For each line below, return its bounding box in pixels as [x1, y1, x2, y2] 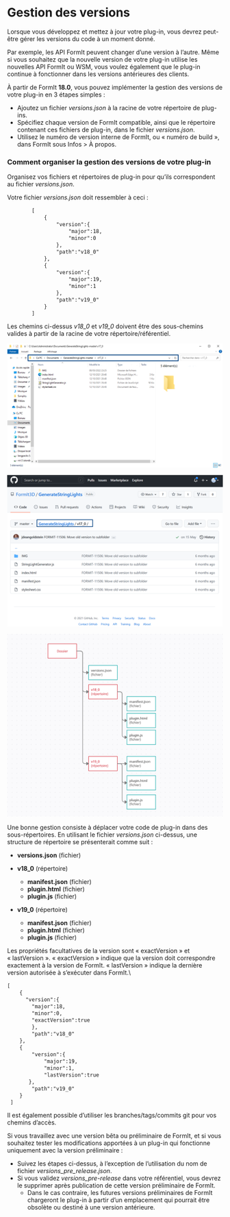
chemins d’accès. [7, 1118, 57, 1127]
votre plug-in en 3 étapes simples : [7, 90, 105, 99]
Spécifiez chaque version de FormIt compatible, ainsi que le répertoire [16, 118, 216, 126]
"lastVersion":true [43, 1072, 99, 1079]
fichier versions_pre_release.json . [16, 1167, 112, 1175]
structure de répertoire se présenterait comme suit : [7, 838, 153, 846]
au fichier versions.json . [7, 180, 75, 188]
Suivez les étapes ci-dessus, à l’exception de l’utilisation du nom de [16, 1159, 207, 1168]
